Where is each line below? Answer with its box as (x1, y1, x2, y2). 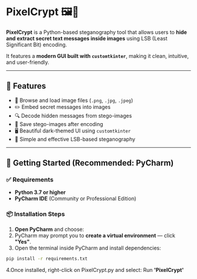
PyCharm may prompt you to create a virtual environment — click (14, 232, 176, 239)
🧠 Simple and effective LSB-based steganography (14, 135, 136, 142)
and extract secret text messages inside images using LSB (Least (6, 35, 168, 42)
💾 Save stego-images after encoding (14, 120, 104, 127)
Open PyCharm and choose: (14, 226, 84, 233)
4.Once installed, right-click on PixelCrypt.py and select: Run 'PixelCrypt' (6, 266, 184, 273)
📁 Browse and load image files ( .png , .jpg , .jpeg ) (14, 97, 134, 104)
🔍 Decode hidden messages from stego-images (14, 112, 132, 119)
